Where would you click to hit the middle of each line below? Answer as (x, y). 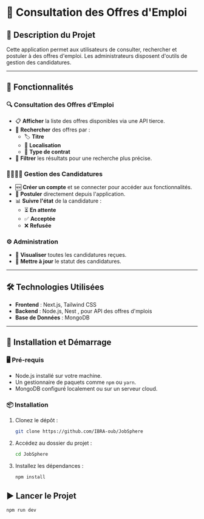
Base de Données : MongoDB (52, 318)
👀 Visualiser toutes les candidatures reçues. (71, 255)
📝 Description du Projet (51, 35)
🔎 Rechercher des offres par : (53, 130)
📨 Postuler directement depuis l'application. (70, 193)
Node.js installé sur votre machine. (58, 375)
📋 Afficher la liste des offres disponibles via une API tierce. (90, 120)
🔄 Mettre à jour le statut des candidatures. (68, 262)
